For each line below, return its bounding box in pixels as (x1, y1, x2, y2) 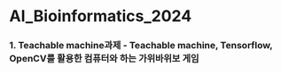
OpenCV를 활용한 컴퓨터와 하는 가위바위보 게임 (9, 53, 199, 65)
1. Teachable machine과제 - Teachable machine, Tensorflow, (9, 40, 273, 52)
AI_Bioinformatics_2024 (9, 6, 192, 26)
